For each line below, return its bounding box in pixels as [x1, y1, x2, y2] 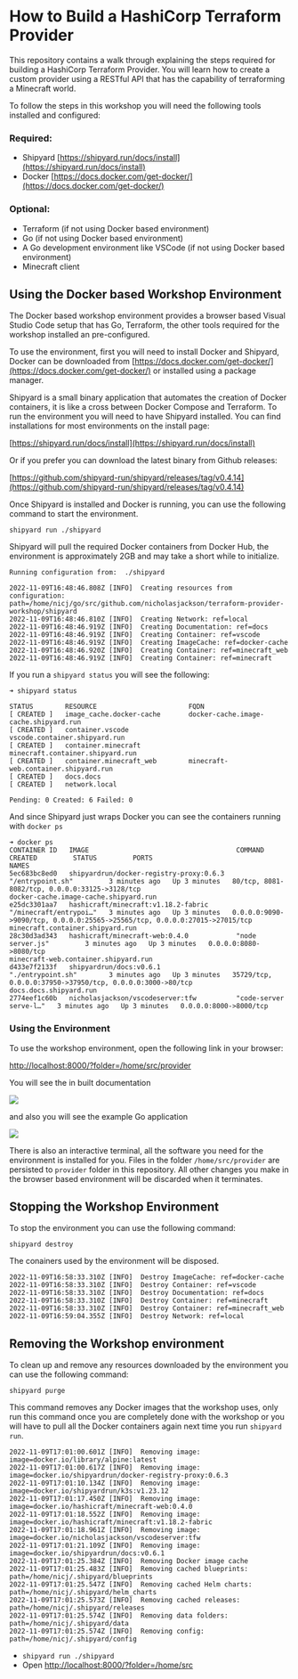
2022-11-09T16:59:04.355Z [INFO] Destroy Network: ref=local [9, 1312, 245, 1321]
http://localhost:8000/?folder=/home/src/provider [9, 1060, 191, 1071]
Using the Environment [9, 1023, 111, 1035]
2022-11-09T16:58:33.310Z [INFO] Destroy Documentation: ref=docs [9, 1289, 265, 1298]
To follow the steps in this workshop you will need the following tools [9, 100, 262, 110]
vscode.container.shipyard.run [9, 733, 125, 743]
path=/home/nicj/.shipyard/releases [9, 1603, 145, 1613]
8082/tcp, [9, 884, 46, 894]
